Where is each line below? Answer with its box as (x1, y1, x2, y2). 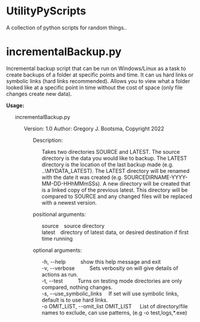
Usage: (6, 102, 25, 109)
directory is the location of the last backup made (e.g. (41, 160, 174, 168)
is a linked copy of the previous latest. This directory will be (41, 186, 188, 193)
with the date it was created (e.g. (41, 174, 123, 181)
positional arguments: (32, 211, 87, 218)
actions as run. (41, 271, 79, 278)
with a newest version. (41, 199, 97, 206)
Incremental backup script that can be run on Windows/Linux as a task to (6, 65, 186, 72)
